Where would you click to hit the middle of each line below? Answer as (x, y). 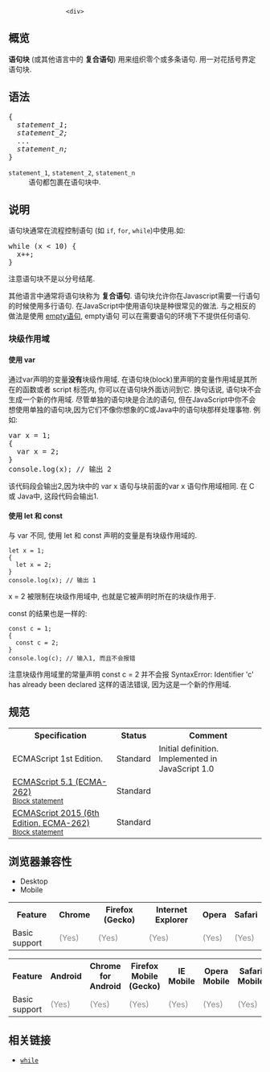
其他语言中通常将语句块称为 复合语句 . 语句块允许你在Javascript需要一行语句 (134, 296)
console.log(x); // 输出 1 (52, 580)
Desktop (34, 881)
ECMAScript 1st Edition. (57, 759)
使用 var (22, 359)
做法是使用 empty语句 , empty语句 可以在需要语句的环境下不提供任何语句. (129, 316)
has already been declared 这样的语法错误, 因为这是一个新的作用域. (120, 684)
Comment (208, 735)
